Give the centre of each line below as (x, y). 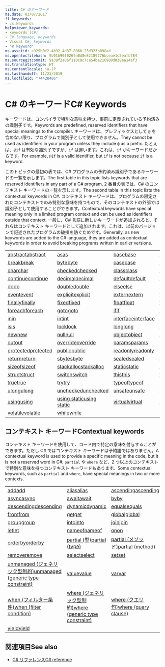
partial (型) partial (86, 540)
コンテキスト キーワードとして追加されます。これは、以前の (78, 226)
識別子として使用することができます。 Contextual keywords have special (78, 208)
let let (13, 530)
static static (126, 367)
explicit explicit (74, 295)
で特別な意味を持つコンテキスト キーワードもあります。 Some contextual (78, 468)
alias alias (77, 490)
